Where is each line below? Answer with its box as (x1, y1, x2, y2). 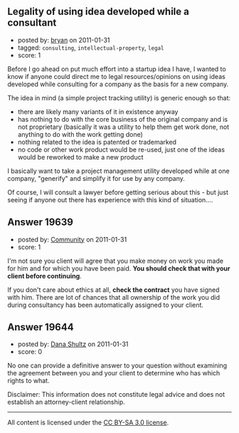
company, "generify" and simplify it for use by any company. (7, 174, 185, 182)
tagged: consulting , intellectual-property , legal (17, 43, 164, 52)
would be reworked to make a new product (17, 152, 144, 161)
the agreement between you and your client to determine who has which (7, 369, 221, 377)
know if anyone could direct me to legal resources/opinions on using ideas (7, 72, 225, 80)
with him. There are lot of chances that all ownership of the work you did (7, 293, 221, 301)
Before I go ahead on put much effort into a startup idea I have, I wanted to (7, 64, 226, 73)
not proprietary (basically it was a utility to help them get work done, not (17, 122, 230, 131)
